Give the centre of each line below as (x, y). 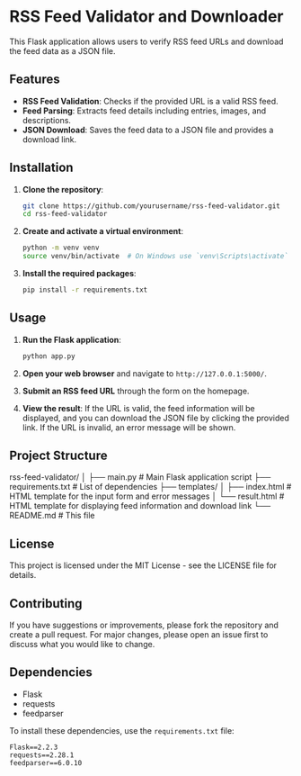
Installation (41, 168)
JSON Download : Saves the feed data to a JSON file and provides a (148, 130)
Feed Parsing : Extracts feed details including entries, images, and (144, 111)
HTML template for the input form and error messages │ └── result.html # (147, 496)
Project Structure (58, 456)
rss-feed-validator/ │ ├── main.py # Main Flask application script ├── (140, 477)
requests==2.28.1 (42, 755)
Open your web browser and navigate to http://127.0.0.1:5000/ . (144, 373)
